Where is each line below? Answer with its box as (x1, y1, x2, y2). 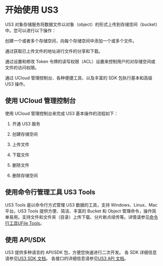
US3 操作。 (5, 81, 28, 87)
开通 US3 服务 (12, 121, 40, 126)
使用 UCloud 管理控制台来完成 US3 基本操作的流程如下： (5, 110, 119, 116)
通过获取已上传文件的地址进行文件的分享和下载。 (5, 48, 103, 54)
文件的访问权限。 (5, 64, 39, 71)
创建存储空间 (12, 131, 38, 137)
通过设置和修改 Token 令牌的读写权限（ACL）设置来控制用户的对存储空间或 (5, 58, 156, 64)
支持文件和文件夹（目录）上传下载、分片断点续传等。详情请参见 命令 (21, 214, 158, 220)
